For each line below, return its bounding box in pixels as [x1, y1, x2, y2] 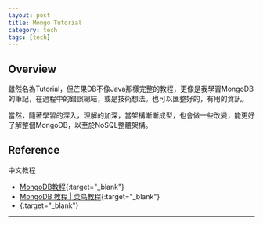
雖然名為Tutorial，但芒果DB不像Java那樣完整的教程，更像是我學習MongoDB [8, 84, 254, 94]
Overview [8, 62, 57, 75]
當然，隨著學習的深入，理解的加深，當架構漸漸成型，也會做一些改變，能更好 [8, 111, 255, 120]
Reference [8, 143, 60, 157]
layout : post [8, 11, 51, 20]
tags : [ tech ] [8, 33, 51, 42]
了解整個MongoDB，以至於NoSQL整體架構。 [8, 121, 153, 130]
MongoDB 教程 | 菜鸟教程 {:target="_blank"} [19, 191, 160, 201]
